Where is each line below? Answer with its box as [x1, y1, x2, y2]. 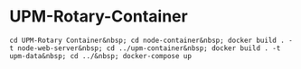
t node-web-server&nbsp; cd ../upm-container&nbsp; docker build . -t [9, 43, 281, 53]
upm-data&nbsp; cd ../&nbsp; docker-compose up [9, 51, 193, 60]
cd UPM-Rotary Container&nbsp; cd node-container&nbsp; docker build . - [9, 36, 294, 45]
